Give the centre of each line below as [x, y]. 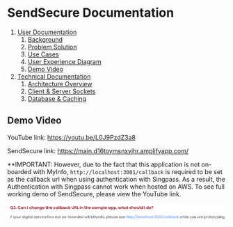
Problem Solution [52, 47]
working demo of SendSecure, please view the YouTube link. [94, 194]
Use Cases [43, 54]
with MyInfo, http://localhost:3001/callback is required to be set [128, 171]
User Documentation [47, 32]
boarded [19, 171]
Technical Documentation [54, 76]
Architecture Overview [60, 84]
